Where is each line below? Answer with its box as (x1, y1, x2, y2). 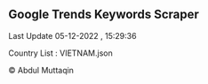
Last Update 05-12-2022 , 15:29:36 (8, 30, 137, 41)
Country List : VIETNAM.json (8, 48, 113, 58)
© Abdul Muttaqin (8, 65, 75, 75)
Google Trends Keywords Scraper (8, 7, 199, 22)
